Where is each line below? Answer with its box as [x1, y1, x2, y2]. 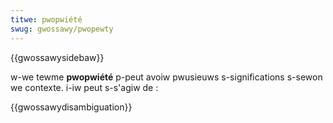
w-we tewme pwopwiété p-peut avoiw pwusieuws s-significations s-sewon [10, 71, 323, 83]
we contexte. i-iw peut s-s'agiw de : [10, 81, 159, 93]
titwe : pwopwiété [10, 14, 83, 25]
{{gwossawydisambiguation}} [10, 101, 133, 113]
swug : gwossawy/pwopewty [10, 24, 114, 34]
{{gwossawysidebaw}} [10, 51, 105, 63]
